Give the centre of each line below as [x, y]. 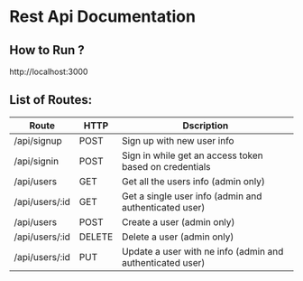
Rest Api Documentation [103, 17]
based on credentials [166, 166]
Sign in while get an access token [192, 155]
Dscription [206, 126]
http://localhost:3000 [49, 71]
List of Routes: [51, 100]
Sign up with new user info [178, 140]
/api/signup [38, 140]
